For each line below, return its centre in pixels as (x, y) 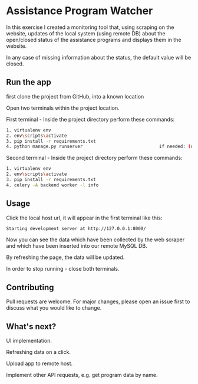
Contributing (30, 287)
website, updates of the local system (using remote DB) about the (86, 33)
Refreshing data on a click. (38, 352)
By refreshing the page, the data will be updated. (65, 257)
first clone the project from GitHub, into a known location (75, 96)
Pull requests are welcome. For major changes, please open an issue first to (98, 301)
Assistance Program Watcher (80, 11)
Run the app (29, 82)
